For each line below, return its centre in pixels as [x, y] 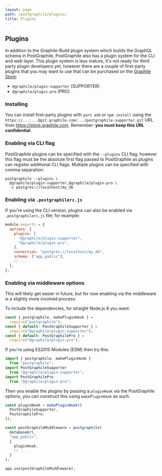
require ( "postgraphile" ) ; [36, 322]
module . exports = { [25, 225]
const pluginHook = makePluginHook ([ [44, 405]
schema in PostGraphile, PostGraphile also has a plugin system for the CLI [80, 56]
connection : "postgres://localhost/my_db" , [59, 252]
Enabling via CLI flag [30, 143]
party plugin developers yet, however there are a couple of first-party [75, 66]
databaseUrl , [23, 432]
